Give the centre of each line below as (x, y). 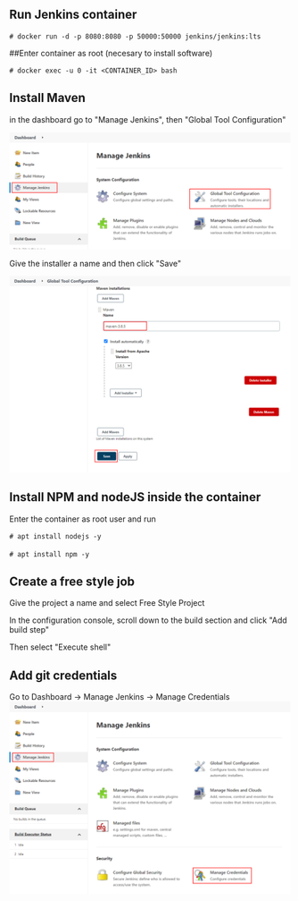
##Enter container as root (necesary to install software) (111, 53)
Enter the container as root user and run (83, 519)
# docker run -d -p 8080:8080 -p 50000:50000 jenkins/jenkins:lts (135, 36)
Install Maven (48, 98)
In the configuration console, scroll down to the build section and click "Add (148, 620)
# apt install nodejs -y (55, 536)
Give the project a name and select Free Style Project (107, 603)
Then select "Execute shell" (60, 647)
